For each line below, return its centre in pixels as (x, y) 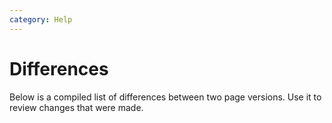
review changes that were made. (76, 107)
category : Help (41, 19)
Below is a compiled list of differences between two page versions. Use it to (165, 97)
